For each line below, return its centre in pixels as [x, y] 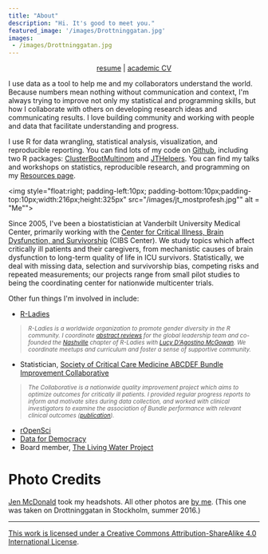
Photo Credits [55, 480]
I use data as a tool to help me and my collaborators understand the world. [130, 84]
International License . [44, 542]
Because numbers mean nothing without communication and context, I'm [129, 92]
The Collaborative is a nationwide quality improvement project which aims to [133, 388]
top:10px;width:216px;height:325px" [67, 200]
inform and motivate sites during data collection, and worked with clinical [128, 402]
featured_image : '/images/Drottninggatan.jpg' [87, 30]
